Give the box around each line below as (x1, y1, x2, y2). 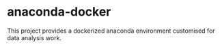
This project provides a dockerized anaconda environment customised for (7, 27, 215, 35)
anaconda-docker (7, 4, 111, 20)
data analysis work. (7, 33, 62, 42)
